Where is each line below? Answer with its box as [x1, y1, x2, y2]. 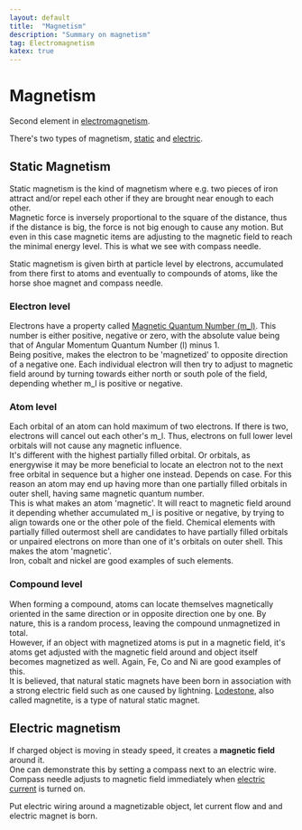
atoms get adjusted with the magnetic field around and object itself [9, 647, 259, 657]
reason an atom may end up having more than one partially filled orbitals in [9, 479, 288, 490]
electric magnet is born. [9, 810, 98, 821]
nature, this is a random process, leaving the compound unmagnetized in [9, 618, 281, 629]
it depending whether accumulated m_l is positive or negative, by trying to [9, 508, 285, 518]
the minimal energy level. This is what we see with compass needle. [9, 240, 261, 251]
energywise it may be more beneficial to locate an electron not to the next [9, 460, 284, 471]
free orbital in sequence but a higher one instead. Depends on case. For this [9, 469, 292, 480]
